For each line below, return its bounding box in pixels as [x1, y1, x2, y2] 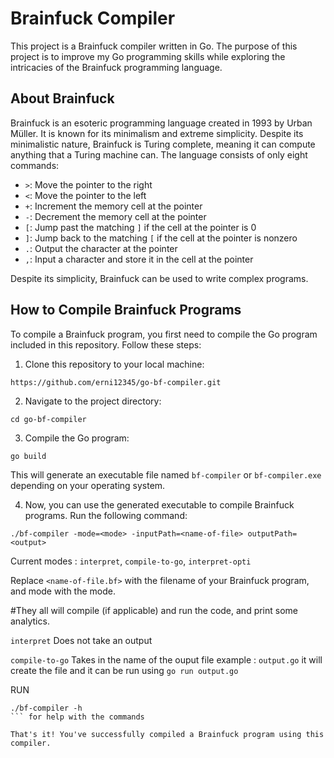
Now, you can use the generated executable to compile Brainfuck [24, 498, 295, 511]
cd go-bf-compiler [10, 414, 87, 424]
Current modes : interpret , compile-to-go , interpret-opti [10, 555, 252, 567]
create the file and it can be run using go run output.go [10, 664, 239, 676]
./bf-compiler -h [10, 703, 83, 713]
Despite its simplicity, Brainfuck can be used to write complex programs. [10, 272, 309, 284]
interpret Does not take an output [10, 634, 153, 646]
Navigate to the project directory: [24, 395, 162, 407]
